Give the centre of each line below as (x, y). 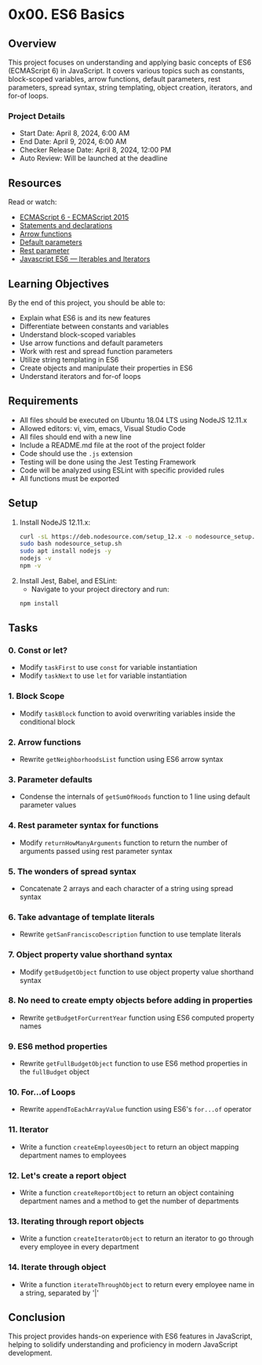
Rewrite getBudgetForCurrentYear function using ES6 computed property (137, 1017)
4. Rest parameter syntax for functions (84, 826)
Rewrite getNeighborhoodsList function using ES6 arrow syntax (121, 760)
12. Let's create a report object (67, 1176)
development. (30, 1353)
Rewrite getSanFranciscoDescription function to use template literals (130, 934)
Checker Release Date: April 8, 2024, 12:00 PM (95, 150)
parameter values (48, 805)
